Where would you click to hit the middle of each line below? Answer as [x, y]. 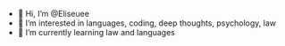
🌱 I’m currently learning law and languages [96, 32]
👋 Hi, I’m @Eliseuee [53, 14]
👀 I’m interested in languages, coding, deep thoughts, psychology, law [147, 23]
